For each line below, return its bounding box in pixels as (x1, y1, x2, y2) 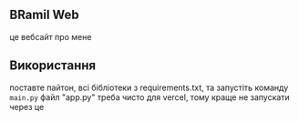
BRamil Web (9, 7, 79, 23)
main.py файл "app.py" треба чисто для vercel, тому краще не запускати (9, 91, 290, 103)
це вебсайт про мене (9, 31, 92, 42)
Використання (9, 58, 97, 74)
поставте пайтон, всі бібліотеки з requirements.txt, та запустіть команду (9, 82, 289, 93)
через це (9, 101, 45, 112)
